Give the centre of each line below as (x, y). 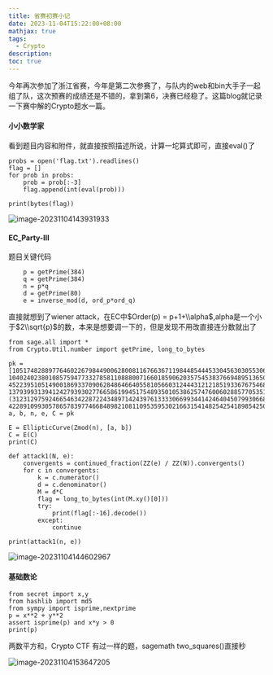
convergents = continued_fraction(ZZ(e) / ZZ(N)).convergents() (134, 464)
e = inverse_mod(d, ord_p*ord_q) (80, 301)
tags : (17, 39)
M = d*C (50, 492)
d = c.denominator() (72, 485)
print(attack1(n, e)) (45, 542)
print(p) (23, 630)
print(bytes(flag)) (41, 204)
